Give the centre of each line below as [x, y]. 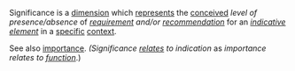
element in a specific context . [63, 31]
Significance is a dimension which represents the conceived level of [133, 13]
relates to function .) [45, 57]
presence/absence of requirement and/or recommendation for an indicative [147, 22]
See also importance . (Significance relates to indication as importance [138, 48]
